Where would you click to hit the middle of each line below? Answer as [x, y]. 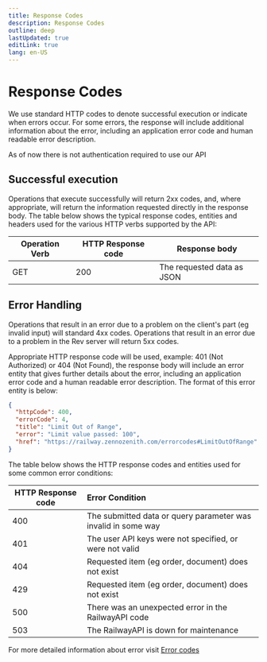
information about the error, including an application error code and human [131, 130]
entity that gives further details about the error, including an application [125, 374]
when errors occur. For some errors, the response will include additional [126, 122]
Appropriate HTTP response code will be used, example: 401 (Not [116, 356]
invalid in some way [124, 525]
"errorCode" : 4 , [42, 420]
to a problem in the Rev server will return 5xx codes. [94, 341]
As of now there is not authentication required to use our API [107, 154]
